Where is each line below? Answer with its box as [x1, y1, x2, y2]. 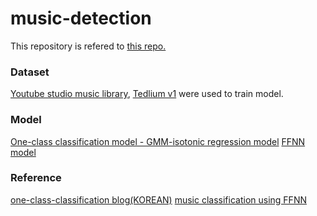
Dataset [10, 65, 50, 79]
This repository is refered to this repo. [10, 40, 167, 52]
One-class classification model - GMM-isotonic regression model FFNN [10, 135, 306, 147]
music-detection [10, 7, 152, 30]
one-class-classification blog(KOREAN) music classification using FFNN [10, 193, 307, 206]
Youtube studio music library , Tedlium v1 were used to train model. [10, 88, 284, 100]
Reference [10, 171, 62, 185]
